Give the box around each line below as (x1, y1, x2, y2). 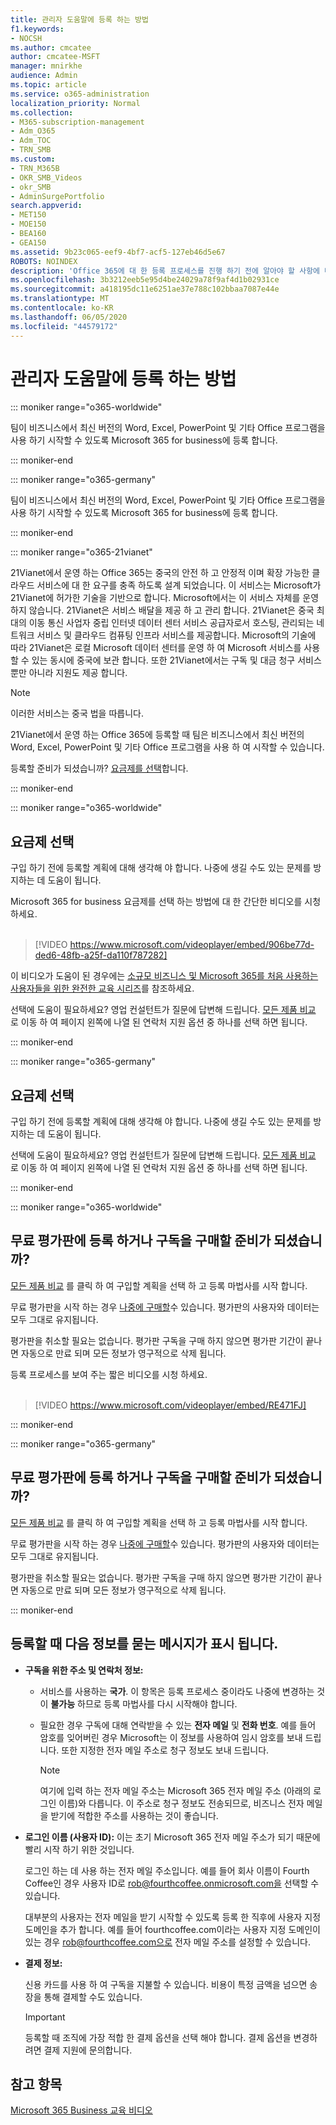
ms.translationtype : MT (10, 294, 110, 304)
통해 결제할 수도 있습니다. (43, 1991, 143, 2003)
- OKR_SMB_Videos (10, 172, 83, 183)
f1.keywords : (10, 24, 65, 34)
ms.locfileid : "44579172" (10, 321, 118, 331)
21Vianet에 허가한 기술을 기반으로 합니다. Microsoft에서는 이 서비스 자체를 (10, 592, 301, 604)
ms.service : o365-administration (10, 89, 150, 99)
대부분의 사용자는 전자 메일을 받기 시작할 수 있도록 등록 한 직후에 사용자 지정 (24, 1911, 322, 1923)
